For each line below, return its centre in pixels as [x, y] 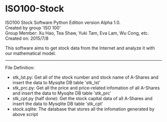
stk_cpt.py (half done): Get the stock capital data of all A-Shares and [82, 98]
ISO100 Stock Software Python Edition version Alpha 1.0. [63, 22]
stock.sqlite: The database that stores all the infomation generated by [83, 109]
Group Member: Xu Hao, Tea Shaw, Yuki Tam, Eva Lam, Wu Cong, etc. [77, 33]
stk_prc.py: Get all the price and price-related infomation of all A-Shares [86, 88]
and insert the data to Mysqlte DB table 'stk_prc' [62, 93]
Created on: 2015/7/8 [27, 38]
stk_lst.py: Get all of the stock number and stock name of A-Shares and [85, 77]
